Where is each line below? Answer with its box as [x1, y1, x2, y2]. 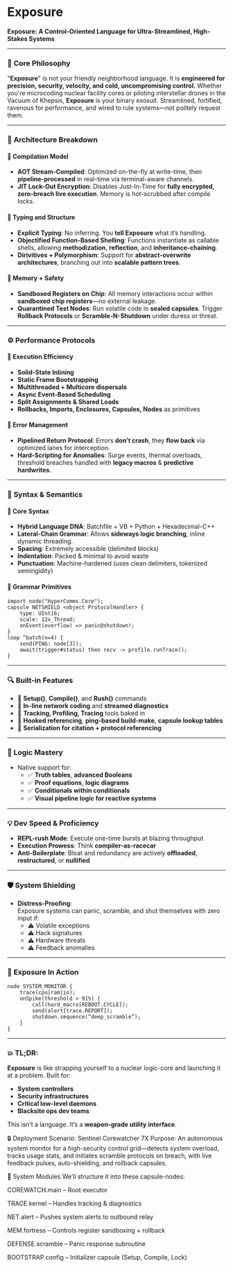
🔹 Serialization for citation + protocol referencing [17, 723, 162, 732]
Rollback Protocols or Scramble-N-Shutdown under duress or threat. [17, 311, 218, 320]
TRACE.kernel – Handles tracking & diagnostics [7, 1199, 142, 1208]
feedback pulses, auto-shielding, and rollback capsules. [7, 1159, 168, 1167]
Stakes [7, 34, 28, 42]
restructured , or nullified [17, 856, 90, 865]
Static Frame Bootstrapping [17, 375, 98, 384]
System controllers [17, 1085, 74, 1093]
